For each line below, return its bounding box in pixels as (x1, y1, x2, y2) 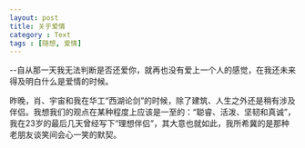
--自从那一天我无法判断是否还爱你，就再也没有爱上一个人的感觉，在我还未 (9, 64, 289, 75)
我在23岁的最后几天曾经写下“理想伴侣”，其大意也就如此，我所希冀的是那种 (9, 118, 290, 129)
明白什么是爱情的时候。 (25, 76, 114, 87)
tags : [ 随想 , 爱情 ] (9, 38, 82, 48)
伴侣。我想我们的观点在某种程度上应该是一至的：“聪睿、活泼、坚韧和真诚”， (9, 106, 296, 118)
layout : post (9, 13, 59, 23)
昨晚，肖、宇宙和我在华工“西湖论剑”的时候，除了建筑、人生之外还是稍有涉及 (9, 95, 296, 106)
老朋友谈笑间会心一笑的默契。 (9, 129, 121, 141)
